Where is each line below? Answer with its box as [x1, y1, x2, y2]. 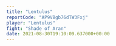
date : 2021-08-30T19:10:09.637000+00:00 [6, 31, 111, 37]
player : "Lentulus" [6, 20, 56, 26]
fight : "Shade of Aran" [6, 25, 67, 32]
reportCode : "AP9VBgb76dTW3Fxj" [6, 14, 88, 20]
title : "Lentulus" [6, 8, 53, 15]
